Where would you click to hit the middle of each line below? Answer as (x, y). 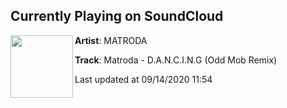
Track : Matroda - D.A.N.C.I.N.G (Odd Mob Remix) (176, 60)
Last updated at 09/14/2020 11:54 (143, 79)
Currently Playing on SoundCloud (117, 16)
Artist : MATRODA (111, 40)
